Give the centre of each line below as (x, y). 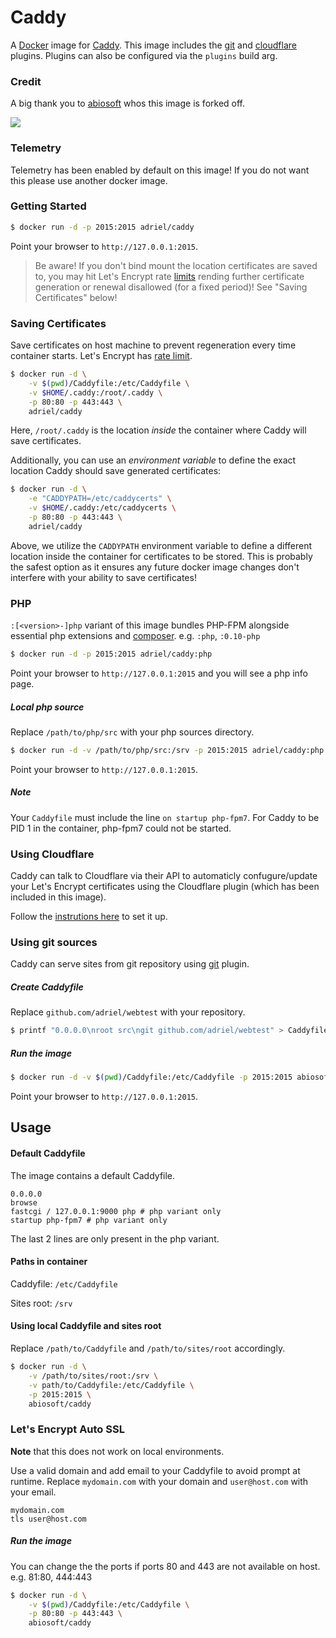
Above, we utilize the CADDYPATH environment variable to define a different (161, 545)
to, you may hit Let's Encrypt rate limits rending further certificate (169, 276)
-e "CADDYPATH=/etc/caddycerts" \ (100, 499)
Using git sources (54, 942)
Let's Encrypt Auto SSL (67, 1429)
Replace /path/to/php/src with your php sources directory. (132, 732)
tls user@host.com (48, 1519)
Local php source (47, 707)
